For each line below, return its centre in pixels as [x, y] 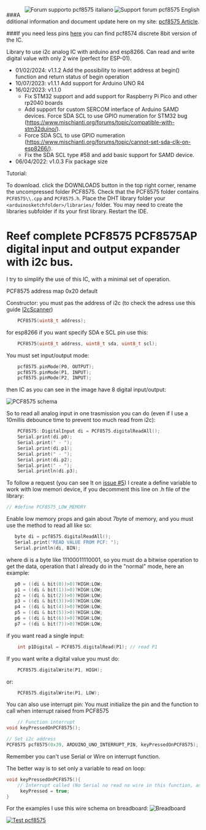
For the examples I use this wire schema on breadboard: [77, 809]
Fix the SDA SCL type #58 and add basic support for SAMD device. [109, 155]
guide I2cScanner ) [30, 309]
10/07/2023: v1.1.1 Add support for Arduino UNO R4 [80, 83]
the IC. [15, 40]
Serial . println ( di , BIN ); [48, 548]
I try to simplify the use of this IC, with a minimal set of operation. [89, 279]
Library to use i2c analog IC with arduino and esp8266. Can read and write [101, 52]
